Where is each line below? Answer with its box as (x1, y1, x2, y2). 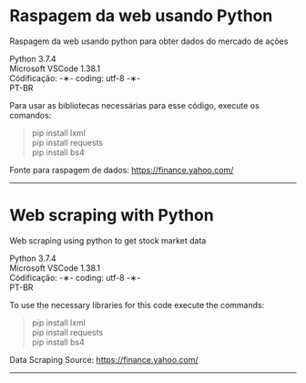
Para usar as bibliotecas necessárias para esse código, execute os (9, 99, 260, 110)
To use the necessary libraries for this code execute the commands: (9, 299, 265, 310)
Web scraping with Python (9, 205, 214, 226)
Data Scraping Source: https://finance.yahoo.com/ (9, 354, 199, 365)
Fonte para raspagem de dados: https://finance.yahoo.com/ (9, 164, 234, 175)
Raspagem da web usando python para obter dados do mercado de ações (9, 36, 289, 47)
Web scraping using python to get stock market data (9, 234, 207, 246)
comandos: (9, 109, 52, 120)
